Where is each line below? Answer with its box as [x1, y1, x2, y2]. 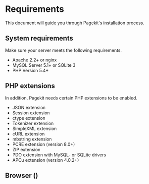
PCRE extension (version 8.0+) [12, 141, 75, 147]
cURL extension [12, 131, 45, 137]
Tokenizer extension [12, 120, 54, 126]
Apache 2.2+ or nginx [12, 57, 57, 63]
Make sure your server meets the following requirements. [5, 47, 122, 53]
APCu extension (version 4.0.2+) [12, 157, 79, 163]
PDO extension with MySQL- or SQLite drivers [12, 152, 106, 158]
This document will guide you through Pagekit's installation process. [5, 20, 145, 26]
